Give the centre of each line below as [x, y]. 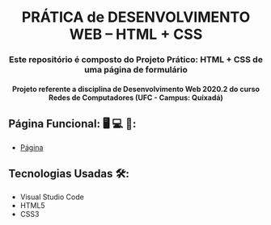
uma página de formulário [136, 70]
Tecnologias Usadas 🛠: [69, 173]
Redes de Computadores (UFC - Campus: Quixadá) [136, 98]
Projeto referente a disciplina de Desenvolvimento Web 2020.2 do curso [136, 89]
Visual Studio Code [52, 197]
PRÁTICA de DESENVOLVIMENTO [136, 17]
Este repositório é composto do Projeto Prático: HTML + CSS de [136, 60]
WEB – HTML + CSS [136, 34]
